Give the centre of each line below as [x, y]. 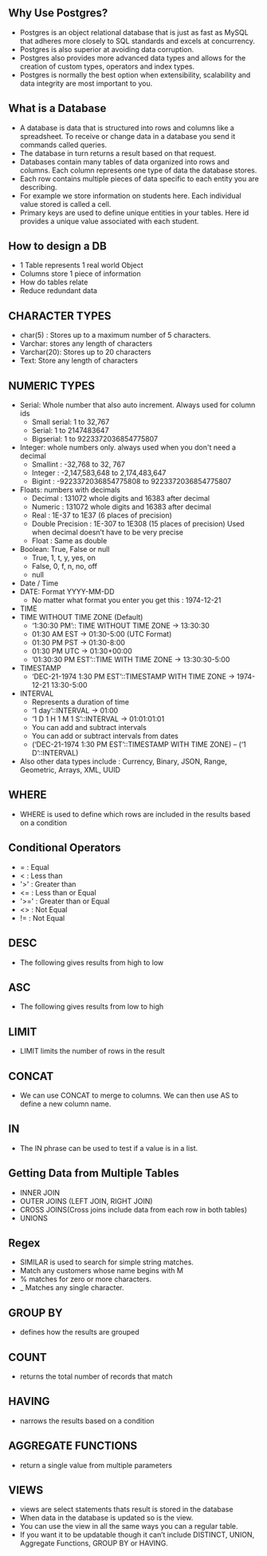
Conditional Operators [65, 848]
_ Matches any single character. [72, 1288]
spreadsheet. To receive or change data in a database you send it [128, 136]
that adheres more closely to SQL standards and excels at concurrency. [137, 41]
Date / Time [39, 583]
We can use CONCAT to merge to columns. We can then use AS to [129, 1095]
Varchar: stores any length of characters [86, 343]
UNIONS [33, 1218]
